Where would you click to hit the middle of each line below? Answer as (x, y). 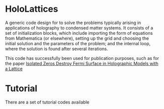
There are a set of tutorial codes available (47, 102)
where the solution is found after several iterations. (57, 49)
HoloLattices (32, 9)
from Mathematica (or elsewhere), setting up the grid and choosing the (77, 38)
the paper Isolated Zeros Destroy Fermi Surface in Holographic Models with (82, 63)
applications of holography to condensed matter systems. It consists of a (79, 27)
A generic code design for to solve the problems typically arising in (73, 23)
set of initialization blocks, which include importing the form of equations (79, 33)
